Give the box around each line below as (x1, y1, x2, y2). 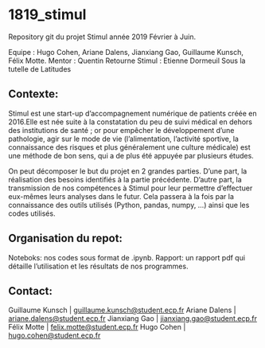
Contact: (8, 284, 53, 298)
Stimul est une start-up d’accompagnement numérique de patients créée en (8, 108, 257, 118)
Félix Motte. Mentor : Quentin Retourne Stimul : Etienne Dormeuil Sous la (8, 56, 246, 65)
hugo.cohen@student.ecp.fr (8, 330, 101, 340)
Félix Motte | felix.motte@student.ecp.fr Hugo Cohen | (8, 323, 186, 332)
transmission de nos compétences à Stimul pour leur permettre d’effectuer (8, 183, 253, 193)
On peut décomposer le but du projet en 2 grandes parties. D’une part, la (8, 166, 247, 176)
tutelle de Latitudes (8, 64, 72, 73)
